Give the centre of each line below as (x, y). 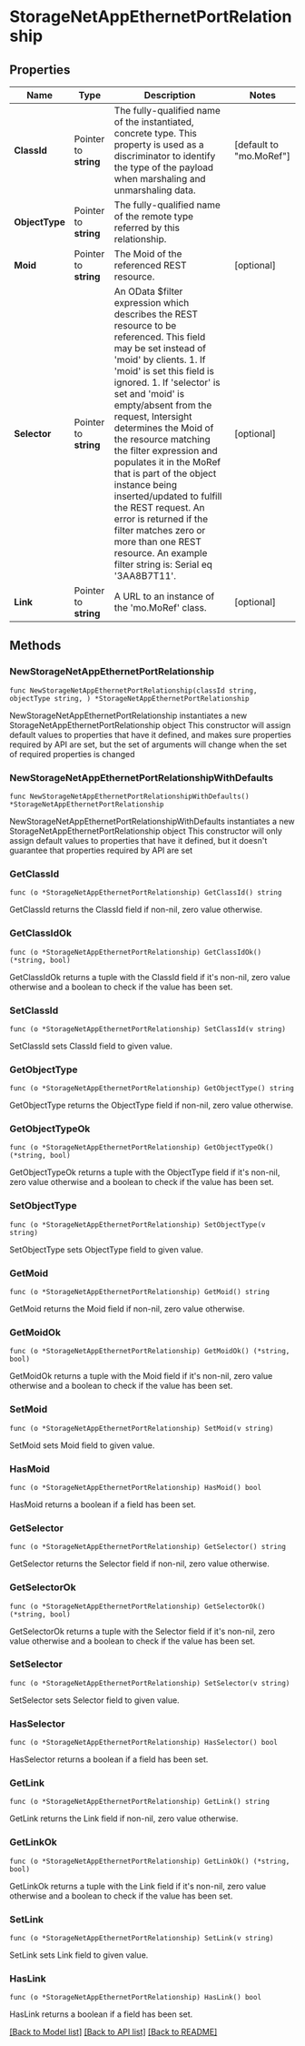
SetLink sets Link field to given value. (79, 1955)
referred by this (147, 228)
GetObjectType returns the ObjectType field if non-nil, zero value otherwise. (151, 1105)
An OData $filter (148, 291)
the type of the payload (164, 167)
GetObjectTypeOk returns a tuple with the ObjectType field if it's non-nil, (145, 1172)
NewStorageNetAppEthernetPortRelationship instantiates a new (128, 715)
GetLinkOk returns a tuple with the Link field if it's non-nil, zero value (138, 1886)
